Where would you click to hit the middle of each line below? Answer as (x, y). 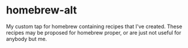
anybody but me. (27, 39)
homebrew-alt (42, 10)
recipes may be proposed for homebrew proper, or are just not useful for (94, 32)
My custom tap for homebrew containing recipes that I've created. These (94, 26)
